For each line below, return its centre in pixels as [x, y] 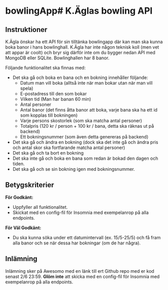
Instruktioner [26, 30]
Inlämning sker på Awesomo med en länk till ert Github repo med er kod [80, 271]
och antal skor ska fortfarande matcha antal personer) [69, 148]
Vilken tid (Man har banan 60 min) [55, 99]
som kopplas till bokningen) [49, 115]
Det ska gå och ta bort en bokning [48, 153]
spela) [27, 88]
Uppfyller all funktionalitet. [40, 207]
